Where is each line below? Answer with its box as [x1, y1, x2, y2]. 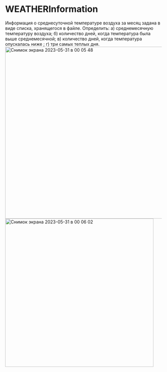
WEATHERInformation [5, 3, 98, 15]
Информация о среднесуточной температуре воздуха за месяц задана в [5, 20, 161, 26]
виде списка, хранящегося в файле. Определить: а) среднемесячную [5, 25, 154, 31]
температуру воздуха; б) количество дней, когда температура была [5, 30, 151, 36]
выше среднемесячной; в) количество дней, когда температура [5, 36, 143, 42]
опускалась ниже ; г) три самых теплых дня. [5, 41, 100, 47]
